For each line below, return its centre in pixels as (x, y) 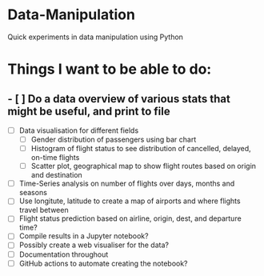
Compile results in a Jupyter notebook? (84, 236)
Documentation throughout (64, 254)
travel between (44, 210)
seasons (33, 193)
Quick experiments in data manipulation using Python (95, 37)
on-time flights (55, 158)
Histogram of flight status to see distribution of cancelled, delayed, (141, 149)
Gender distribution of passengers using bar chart (114, 139)
